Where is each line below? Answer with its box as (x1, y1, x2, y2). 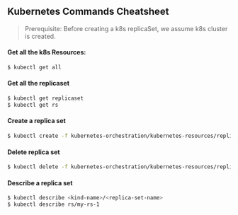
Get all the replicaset (7, 79, 69, 88)
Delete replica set (7, 148, 60, 156)
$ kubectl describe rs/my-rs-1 (7, 201, 100, 208)
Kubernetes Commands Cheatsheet (7, 6, 169, 18)
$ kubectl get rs (7, 101, 59, 108)
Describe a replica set (7, 178, 73, 187)
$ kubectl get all (7, 64, 62, 71)
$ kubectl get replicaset (7, 95, 84, 102)
